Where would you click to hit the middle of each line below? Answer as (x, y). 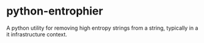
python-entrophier (55, 11)
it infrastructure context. (37, 34)
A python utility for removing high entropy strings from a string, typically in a (102, 28)
